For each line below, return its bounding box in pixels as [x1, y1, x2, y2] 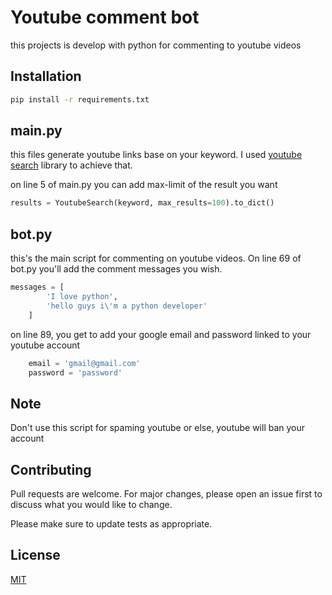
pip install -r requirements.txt [10, 94, 150, 105]
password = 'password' [28, 367, 123, 378]
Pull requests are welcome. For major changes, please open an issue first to [10, 488, 323, 500]
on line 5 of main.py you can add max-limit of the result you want [10, 179, 278, 191]
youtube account [10, 339, 81, 351]
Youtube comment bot [10, 6, 200, 29]
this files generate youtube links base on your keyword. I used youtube [10, 149, 303, 161]
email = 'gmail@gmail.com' [28, 358, 141, 368]
